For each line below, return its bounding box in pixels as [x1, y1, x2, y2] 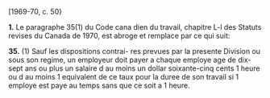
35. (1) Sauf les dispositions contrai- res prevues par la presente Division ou [8, 47, 260, 55]
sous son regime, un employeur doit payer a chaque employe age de [8, 55, 236, 64]
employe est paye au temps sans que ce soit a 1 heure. [8, 80, 191, 90]
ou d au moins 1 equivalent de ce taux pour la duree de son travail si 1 [8, 72, 239, 81]
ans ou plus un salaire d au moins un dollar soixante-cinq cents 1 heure [24, 63, 260, 73]
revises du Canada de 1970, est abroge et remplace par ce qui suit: [8, 31, 231, 40]
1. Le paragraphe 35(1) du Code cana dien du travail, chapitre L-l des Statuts [8, 22, 262, 31]
